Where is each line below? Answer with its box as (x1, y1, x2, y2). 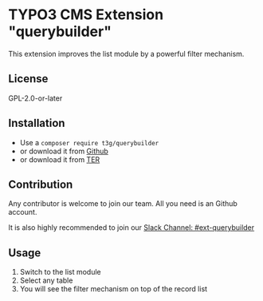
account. (8, 208, 37, 217)
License (8, 72, 49, 85)
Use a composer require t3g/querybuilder (19, 137, 159, 147)
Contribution (8, 177, 73, 191)
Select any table (19, 275, 73, 285)
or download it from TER (19, 154, 100, 164)
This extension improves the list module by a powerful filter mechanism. (8, 49, 245, 58)
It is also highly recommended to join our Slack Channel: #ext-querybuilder (8, 223, 255, 232)
